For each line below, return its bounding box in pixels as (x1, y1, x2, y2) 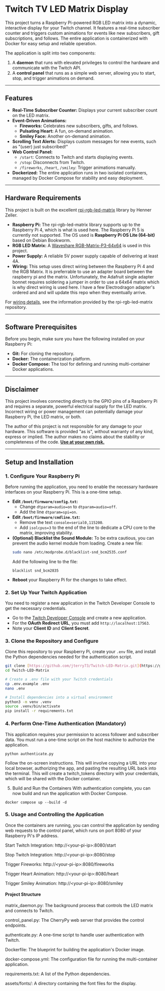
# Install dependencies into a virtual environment (5, 695, 113, 700)
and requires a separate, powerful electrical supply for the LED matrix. (5, 404, 147, 410)
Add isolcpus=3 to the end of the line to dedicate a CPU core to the (19, 524, 156, 530)
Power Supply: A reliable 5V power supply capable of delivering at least (12, 253, 159, 259)
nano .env (5, 686, 26, 691)
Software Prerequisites (5, 323, 77, 331)
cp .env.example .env (5, 681, 50, 686)
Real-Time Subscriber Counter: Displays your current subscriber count (12, 107, 158, 113)
